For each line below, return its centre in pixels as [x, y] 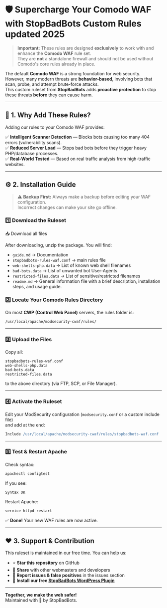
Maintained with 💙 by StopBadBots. [41, 600]
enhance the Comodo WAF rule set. [54, 53]
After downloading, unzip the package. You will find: [59, 245]
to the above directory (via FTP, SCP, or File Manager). [61, 384]
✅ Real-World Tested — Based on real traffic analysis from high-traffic [78, 159]
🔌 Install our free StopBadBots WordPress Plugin [64, 581]
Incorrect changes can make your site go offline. [67, 207]
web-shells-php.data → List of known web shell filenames [72, 265]
